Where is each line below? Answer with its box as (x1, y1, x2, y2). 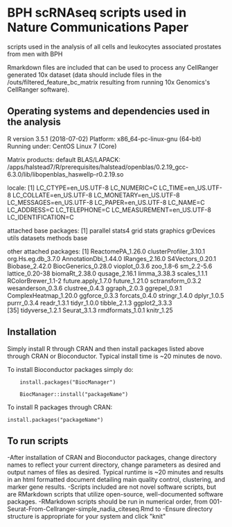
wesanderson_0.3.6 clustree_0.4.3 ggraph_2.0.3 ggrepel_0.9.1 (7, 284, 182, 292)
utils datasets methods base (7, 233, 88, 242)
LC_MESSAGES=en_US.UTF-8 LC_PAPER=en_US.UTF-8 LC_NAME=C (7, 198, 206, 206)
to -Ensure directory (155, 505, 213, 513)
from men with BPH (7, 50, 63, 58)
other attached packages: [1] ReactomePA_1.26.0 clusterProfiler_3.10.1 (7, 247, 206, 256)
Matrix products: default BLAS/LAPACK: (7, 155, 121, 163)
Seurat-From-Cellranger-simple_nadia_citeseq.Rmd (7, 505, 154, 513)
